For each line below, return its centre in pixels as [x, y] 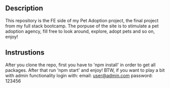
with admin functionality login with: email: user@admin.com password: [79, 75]
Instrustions [25, 53]
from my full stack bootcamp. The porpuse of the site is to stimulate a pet [82, 26]
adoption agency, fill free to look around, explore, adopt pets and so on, [80, 31]
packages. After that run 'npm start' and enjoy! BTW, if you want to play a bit [85, 70]
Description [24, 8]
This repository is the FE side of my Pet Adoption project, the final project [82, 20]
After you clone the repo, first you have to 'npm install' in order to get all [80, 65]
